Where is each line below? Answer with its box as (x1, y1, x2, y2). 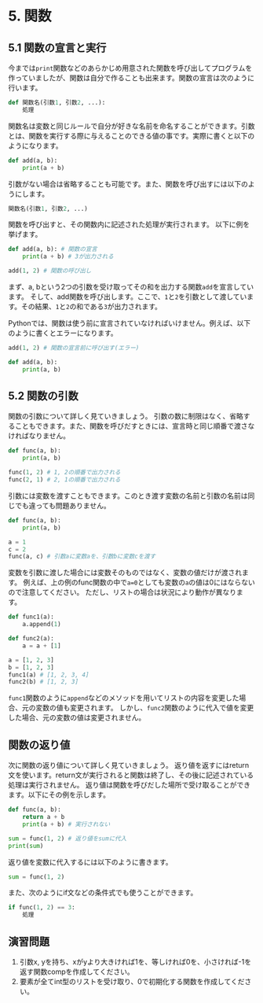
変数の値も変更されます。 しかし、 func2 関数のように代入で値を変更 (35, 703, 254, 713)
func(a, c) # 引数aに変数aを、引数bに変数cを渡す (8, 552, 156, 561)
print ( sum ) (8, 842, 44, 850)
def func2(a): (8, 635, 55, 643)
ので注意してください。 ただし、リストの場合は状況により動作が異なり (8, 588, 237, 597)
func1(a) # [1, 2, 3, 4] (8, 670, 89, 679)
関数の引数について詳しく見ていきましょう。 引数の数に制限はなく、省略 (8, 411, 243, 421)
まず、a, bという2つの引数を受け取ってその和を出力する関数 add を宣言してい (8, 282, 254, 291)
